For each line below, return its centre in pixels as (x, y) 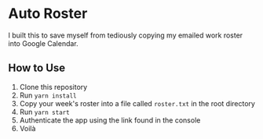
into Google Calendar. (43, 43)
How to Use (37, 68)
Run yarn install (48, 95)
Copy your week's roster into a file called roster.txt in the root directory (137, 103)
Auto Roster (48, 14)
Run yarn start (44, 112)
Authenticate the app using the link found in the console (110, 120)
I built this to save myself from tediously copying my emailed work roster (126, 35)
